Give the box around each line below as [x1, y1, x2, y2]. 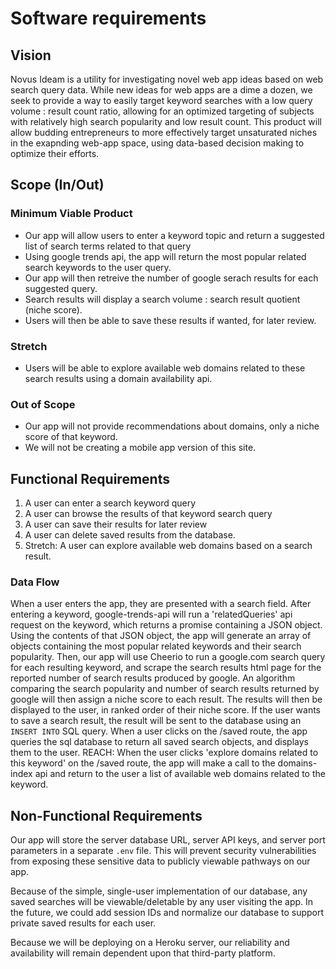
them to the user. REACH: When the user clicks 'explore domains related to [10, 747, 319, 759]
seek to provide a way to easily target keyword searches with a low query [10, 95, 313, 106]
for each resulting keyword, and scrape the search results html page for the [10, 662, 322, 674]
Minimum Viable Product [10, 207, 133, 221]
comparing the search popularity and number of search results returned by [10, 683, 320, 695]
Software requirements [10, 7, 207, 30]
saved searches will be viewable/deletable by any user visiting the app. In [10, 896, 314, 908]
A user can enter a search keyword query [24, 497, 197, 509]
